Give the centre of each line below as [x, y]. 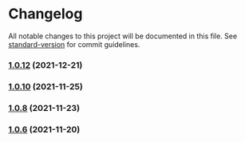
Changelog [45, 14]
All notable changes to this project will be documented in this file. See [123, 36]
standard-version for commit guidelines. [74, 44]
